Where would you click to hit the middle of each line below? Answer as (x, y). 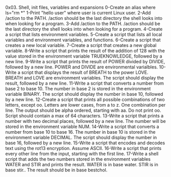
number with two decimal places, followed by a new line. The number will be (86, 121)
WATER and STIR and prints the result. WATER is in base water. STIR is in (82, 165)
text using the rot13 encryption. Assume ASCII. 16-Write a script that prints (83, 148)
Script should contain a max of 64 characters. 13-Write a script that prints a (84, 116)
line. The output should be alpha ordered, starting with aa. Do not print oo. (83, 110)
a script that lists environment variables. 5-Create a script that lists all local (84, 34)
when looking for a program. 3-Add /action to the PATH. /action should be (83, 23)
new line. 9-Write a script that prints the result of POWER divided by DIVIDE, (85, 61)
